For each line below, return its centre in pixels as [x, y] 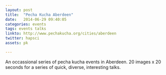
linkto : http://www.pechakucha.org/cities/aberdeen [61, 33]
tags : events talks [26, 29]
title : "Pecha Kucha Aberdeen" [39, 15]
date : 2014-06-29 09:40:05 [36, 19]
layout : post [19, 10]
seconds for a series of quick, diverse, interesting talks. [63, 67]
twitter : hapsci [22, 39]
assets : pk [17, 43]
